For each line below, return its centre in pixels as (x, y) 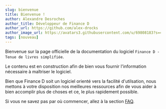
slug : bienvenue (22, 10)
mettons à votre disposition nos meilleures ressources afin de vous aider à (81, 86)
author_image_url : (24, 33)
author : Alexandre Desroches (35, 19)
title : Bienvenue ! (25, 14)
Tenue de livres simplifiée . (35, 56)
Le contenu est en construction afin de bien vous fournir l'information (76, 66)
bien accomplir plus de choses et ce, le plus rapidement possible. (72, 92)
